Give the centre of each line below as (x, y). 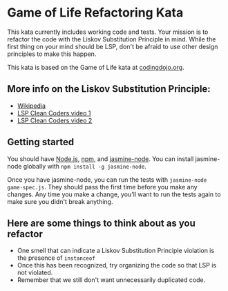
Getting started (41, 142)
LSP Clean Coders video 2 (55, 120)
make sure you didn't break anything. (60, 201)
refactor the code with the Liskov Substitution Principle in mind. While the (112, 39)
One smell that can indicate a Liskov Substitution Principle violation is (116, 251)
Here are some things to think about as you (101, 223)
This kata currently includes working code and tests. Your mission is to (108, 32)
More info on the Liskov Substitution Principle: (109, 89)
